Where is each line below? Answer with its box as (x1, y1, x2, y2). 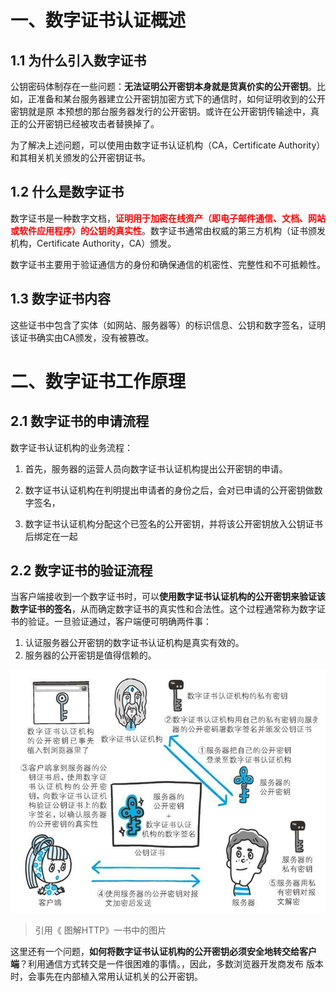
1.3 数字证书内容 (10, 291, 112, 308)
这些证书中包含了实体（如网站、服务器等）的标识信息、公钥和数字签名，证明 (10, 319, 326, 331)
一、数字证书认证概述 (10, 9, 187, 32)
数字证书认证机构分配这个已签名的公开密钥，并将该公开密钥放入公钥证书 (24, 517, 323, 530)
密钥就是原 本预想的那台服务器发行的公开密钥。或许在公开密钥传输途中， (10, 106, 311, 117)
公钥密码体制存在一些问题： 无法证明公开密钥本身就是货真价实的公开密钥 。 (10, 81, 317, 92)
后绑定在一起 (24, 530, 78, 542)
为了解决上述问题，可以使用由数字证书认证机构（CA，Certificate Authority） (10, 139, 326, 151)
